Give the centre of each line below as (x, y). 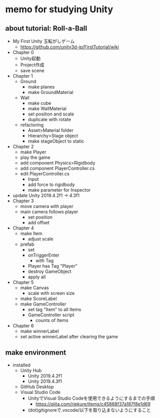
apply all (37, 277)
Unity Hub (31, 370)
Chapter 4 (23, 228)
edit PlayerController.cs (45, 174)
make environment (36, 353)
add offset (39, 223)
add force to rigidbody (51, 184)
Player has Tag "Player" (53, 266)
